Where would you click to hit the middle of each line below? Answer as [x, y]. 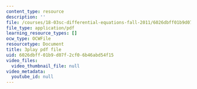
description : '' [26, 17]
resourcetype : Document [35, 44]
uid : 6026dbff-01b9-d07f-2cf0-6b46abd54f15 [60, 55]
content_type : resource [35, 11]
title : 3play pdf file [34, 50]
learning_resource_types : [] [42, 33]
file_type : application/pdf [40, 28]
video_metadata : [26, 71]
